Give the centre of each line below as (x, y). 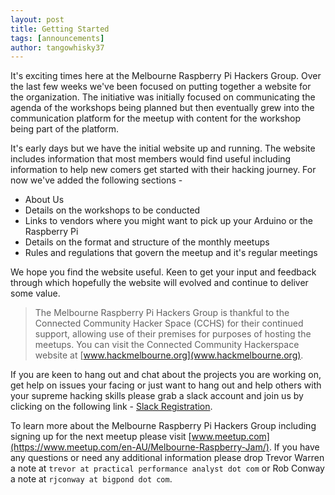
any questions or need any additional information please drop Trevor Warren (167, 458)
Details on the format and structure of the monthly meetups (147, 242)
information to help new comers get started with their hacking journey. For (163, 170)
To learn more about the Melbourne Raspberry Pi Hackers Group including (163, 426)
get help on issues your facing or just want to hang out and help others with (166, 385)
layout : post (37, 19)
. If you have (294, 447)
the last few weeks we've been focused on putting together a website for (161, 87)
